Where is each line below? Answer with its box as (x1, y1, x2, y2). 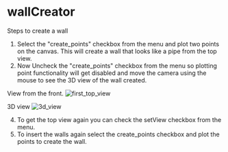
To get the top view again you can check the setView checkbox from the (16, 115, 222, 123)
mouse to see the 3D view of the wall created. (16, 76, 147, 84)
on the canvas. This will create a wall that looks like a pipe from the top (16, 47, 217, 55)
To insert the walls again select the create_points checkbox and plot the (16, 130, 220, 138)
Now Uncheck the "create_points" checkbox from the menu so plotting (16, 61, 218, 70)
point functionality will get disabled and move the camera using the (16, 69, 207, 77)
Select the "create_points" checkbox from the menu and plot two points (16, 40, 220, 48)
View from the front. (7, 89, 64, 97)
